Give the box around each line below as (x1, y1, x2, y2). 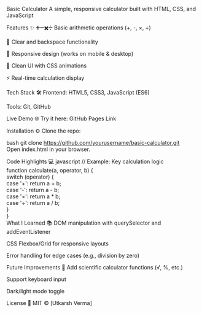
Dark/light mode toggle (6, 288, 65, 295)
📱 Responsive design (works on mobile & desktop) (6, 50, 134, 57)
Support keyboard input (6, 276, 66, 283)
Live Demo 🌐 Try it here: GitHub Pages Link (6, 115, 117, 122)
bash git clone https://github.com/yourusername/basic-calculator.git (6, 139, 180, 146)
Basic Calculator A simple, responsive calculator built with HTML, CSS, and (6, 6, 196, 12)
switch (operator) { (6, 173, 54, 180)
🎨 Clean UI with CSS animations (6, 62, 87, 69)
